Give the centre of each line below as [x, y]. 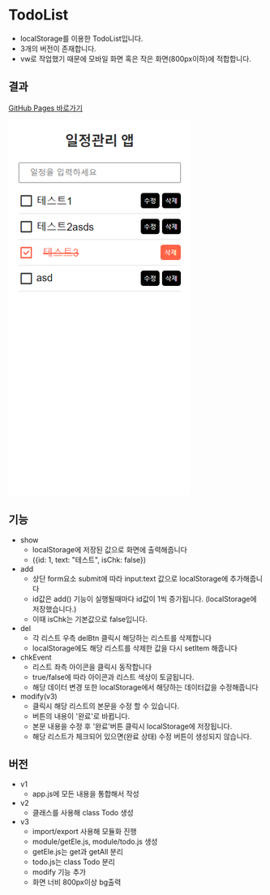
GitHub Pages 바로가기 [46, 108]
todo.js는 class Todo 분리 [73, 862]
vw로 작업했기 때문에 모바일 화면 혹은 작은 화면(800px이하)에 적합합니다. [135, 58]
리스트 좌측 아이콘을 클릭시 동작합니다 [92, 667]
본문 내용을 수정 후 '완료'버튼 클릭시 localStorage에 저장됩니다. [132, 726]
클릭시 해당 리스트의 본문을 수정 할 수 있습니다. [106, 706]
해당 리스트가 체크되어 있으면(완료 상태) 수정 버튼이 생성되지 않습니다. [142, 736]
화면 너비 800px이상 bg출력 [77, 882]
